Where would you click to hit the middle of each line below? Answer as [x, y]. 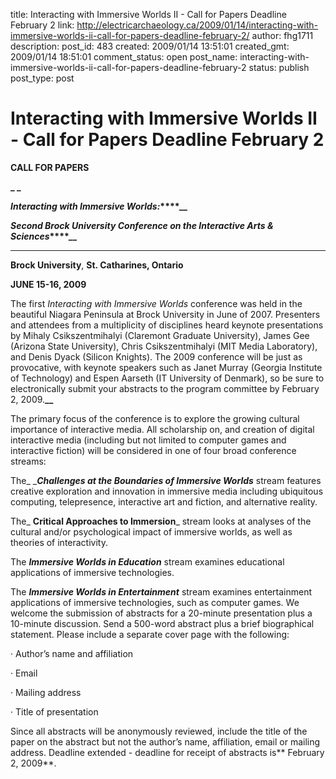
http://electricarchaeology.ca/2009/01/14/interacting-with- [197, 25]
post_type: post [42, 78]
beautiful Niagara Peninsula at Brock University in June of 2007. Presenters [165, 314]
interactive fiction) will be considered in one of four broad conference [153, 450]
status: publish [279, 67]
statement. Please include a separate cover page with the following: [150, 634]
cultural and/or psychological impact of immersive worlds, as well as [151, 531]
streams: [28, 461]
